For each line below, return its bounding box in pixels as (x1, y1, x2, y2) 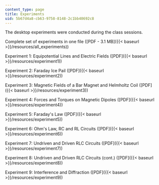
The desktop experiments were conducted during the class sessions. (5, 30, 143, 35)
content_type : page (5, 7, 45, 12)
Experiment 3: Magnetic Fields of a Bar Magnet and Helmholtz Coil (5, 82, 138, 88)
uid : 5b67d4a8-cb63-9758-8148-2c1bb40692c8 (5, 16, 95, 21)
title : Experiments (5, 12, 45, 16)
